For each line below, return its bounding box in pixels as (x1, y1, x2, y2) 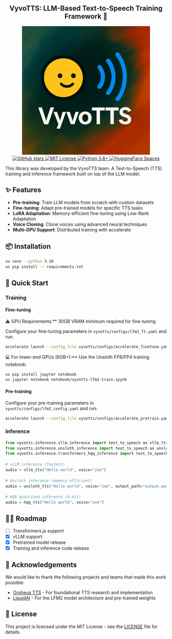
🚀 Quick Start (5, 279, 49, 287)
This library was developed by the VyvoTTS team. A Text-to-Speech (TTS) (5, 165, 162, 171)
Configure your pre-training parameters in (5, 399, 94, 406)
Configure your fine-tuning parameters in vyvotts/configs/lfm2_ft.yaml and (5, 328, 167, 334)
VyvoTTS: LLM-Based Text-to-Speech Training (9, 4, 163, 13)
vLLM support (12, 534, 42, 540)
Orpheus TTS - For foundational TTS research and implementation (12, 590, 153, 596)
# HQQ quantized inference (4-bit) (5, 495, 81, 500)
